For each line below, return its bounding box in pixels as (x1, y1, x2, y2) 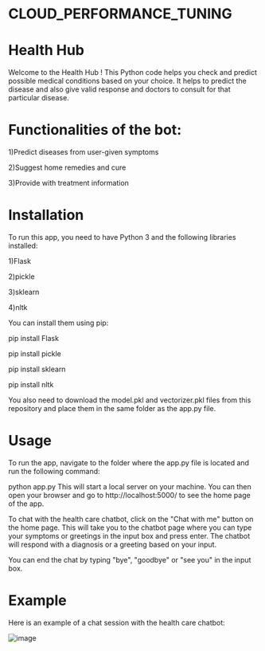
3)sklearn (8, 288, 40, 296)
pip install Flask (8, 334, 60, 343)
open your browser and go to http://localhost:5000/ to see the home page (8, 490, 251, 500)
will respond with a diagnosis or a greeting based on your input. (8, 539, 217, 549)
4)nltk (8, 303, 28, 312)
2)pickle (8, 272, 35, 281)
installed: (8, 241, 38, 250)
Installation (8, 206, 84, 224)
